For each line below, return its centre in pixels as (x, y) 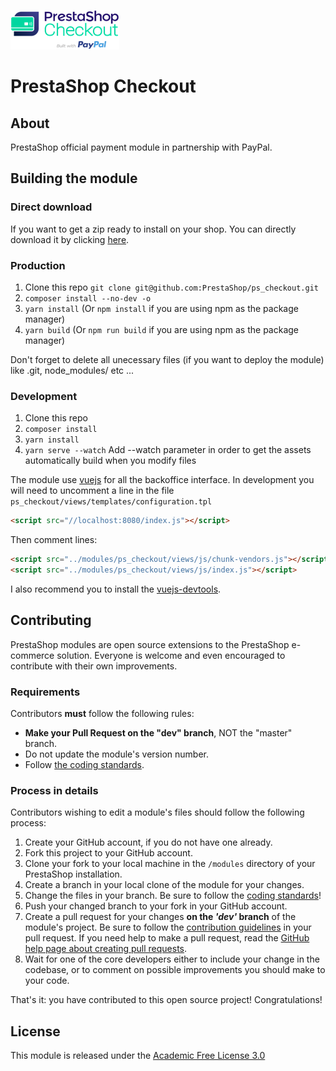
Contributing (51, 620)
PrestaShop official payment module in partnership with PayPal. (141, 147)
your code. (47, 981)
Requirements (45, 692)
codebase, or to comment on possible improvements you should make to (175, 970)
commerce (32, 655)
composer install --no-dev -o (88, 298)
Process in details (54, 790)
